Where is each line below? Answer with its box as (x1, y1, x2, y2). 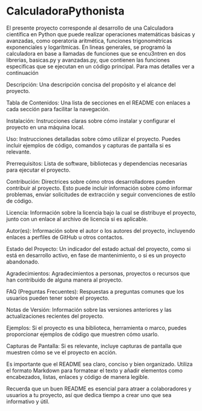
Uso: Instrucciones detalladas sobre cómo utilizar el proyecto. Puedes (6, 135, 181, 143)
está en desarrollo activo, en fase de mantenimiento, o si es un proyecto (6, 251, 186, 259)
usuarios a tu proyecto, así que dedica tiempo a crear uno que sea (6, 391, 172, 398)
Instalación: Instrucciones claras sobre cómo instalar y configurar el (6, 117, 175, 125)
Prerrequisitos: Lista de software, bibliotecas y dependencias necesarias (6, 160, 187, 167)
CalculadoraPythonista (6, 4, 125, 18)
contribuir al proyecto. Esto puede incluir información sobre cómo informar (6, 184, 192, 192)
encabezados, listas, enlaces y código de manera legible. (6, 373, 149, 380)
